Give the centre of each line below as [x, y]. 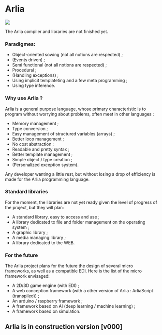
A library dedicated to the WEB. [43, 243]
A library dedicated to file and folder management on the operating [79, 222]
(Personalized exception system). [45, 165]
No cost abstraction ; [33, 144]
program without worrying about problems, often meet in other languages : [80, 114]
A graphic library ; [30, 232]
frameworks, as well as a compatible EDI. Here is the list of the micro [74, 271]
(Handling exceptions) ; [35, 75]
